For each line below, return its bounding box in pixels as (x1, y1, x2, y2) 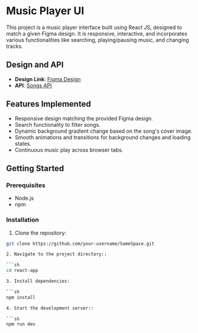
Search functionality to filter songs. (14, 121, 100, 128)
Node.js (14, 194, 34, 202)
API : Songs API (14, 82, 52, 89)
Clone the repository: (14, 229, 67, 236)
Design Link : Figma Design (14, 75, 81, 82)
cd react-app (6, 268, 38, 274)
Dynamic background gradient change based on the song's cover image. (14, 127, 193, 135)
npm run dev (6, 321, 35, 327)
